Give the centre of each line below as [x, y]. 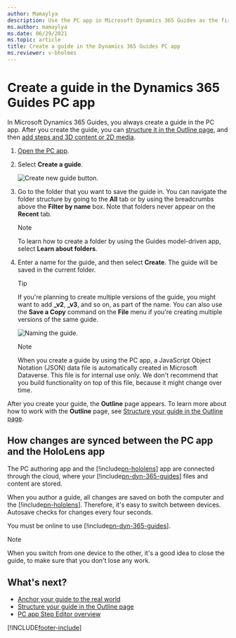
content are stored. [35, 483]
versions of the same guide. [58, 319]
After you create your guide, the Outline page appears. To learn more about [117, 403]
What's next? [37, 583]
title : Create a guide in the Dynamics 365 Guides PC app [94, 46]
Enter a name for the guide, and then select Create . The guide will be [117, 262]
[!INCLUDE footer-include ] [45, 628]
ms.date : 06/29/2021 [38, 33]
